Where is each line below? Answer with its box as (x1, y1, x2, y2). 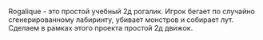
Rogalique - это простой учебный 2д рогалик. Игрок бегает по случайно (8, 7, 256, 16)
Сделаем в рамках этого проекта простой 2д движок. (8, 24, 193, 32)
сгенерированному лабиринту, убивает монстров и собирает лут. (8, 15, 234, 24)
